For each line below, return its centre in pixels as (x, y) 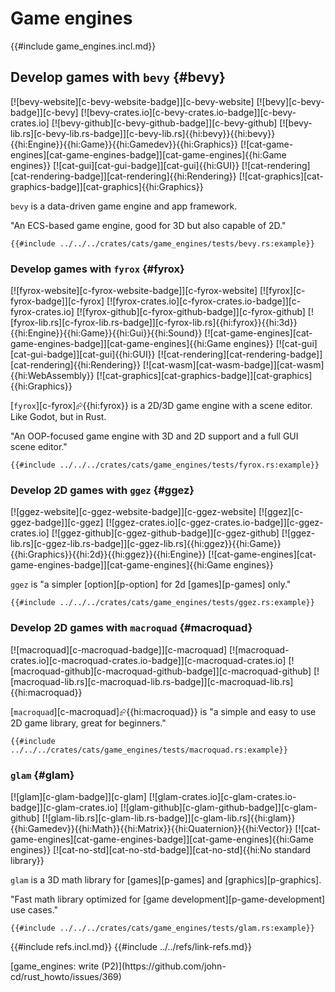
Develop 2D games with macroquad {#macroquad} (131, 628)
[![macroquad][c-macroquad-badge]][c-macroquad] (119, 649)
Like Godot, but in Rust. (58, 417)
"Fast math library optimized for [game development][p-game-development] (168, 899)
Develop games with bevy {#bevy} (118, 77)
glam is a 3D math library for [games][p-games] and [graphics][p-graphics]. (166, 879)
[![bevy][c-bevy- (290, 101)
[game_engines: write (55, 966)
